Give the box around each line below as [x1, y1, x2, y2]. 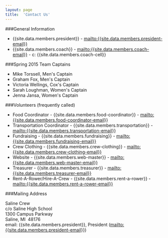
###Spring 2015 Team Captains [5, 61, 71, 67]
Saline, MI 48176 [5, 216, 41, 222]
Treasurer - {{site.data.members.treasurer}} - [12, 165, 107, 171]
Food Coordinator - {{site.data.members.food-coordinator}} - [12, 111, 139, 118]
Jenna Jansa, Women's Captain [12, 92, 79, 98]
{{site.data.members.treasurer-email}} [12, 170, 92, 176]
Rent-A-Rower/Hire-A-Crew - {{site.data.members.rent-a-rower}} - [12, 175, 151, 181]
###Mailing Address [5, 190, 47, 196]
